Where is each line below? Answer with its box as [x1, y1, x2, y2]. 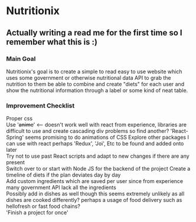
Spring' [6, 134, 24, 141]
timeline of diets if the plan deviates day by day [6, 171, 121, 178]
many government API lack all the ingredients [6, 184, 116, 191]
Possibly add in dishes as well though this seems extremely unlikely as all [6, 190, 185, 197]
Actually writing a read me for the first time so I [6, 28, 182, 38]
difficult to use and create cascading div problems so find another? [6, 128, 169, 135]
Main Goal [6, 54, 36, 63]
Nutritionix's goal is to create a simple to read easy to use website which [6, 68, 182, 75]
